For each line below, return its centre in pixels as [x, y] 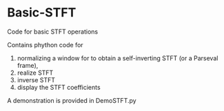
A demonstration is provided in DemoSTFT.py [72, 100]
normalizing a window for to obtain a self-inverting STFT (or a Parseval [118, 58]
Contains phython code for [45, 45]
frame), [28, 65]
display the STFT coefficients [59, 87]
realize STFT [35, 73]
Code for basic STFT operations [53, 32]
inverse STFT [36, 79]
